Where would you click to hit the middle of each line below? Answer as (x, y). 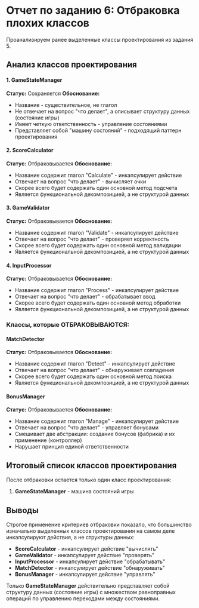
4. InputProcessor (29, 265)
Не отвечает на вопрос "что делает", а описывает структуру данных (102, 111)
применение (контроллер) (48, 440)
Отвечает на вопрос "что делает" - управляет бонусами (87, 428)
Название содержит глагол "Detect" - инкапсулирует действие (95, 364)
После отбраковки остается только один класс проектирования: (89, 480)
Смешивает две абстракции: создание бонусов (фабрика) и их (95, 434)
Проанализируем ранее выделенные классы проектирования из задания (100, 39)
